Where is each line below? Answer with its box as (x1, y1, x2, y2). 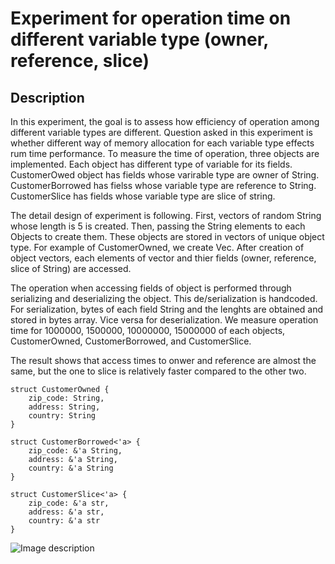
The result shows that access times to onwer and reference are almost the (10, 355, 317, 366)
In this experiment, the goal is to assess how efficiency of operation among (10, 116, 320, 127)
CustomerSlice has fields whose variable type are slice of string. (10, 190, 276, 202)
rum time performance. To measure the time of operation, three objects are (10, 148, 320, 159)
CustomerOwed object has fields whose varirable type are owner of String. (10, 169, 320, 181)
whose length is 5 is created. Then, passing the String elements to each (10, 220, 306, 232)
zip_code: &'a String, (28, 446, 123, 456)
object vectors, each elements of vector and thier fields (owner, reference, (10, 252, 317, 264)
